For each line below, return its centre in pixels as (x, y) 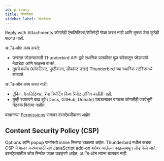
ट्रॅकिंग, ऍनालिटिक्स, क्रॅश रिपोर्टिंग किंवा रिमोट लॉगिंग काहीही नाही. (62, 94)
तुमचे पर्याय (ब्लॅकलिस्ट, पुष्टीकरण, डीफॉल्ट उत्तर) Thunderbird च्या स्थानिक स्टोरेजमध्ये (82, 69)
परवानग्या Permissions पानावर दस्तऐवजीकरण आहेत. (49, 115)
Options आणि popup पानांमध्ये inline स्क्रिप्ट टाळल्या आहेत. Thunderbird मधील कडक (78, 142)
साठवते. (18, 75)
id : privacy (17, 10)
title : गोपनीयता (19, 14)
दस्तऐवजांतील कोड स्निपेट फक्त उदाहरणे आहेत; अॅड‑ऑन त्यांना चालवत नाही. (66, 154)
